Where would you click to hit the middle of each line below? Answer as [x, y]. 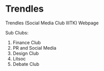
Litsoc [19, 58]
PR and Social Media [34, 48]
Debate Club [26, 64]
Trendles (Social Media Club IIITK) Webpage [52, 23]
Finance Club [27, 42]
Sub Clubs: [17, 32]
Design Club [26, 53]
